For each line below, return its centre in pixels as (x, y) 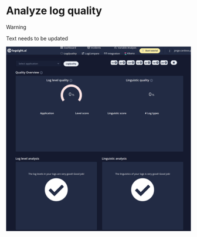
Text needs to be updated (37, 38)
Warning (16, 27)
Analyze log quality (54, 11)
